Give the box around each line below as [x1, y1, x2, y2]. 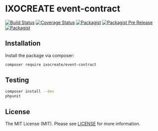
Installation [5, 39, 41, 48]
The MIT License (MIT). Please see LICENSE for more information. [5, 121, 141, 127]
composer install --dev [5, 89, 55, 94]
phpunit [5, 94, 21, 99]
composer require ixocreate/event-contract [5, 62, 97, 67]
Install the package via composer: [5, 52, 75, 58]
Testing [5, 76, 29, 85]
